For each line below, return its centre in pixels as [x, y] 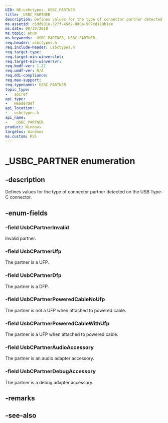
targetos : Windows [24, 131]
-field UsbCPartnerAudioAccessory [50, 347]
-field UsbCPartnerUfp [33, 251]
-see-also [21, 415]
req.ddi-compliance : [27, 76]
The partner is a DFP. [27, 286]
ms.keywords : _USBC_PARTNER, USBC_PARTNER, [51, 38]
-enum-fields [26, 213]
